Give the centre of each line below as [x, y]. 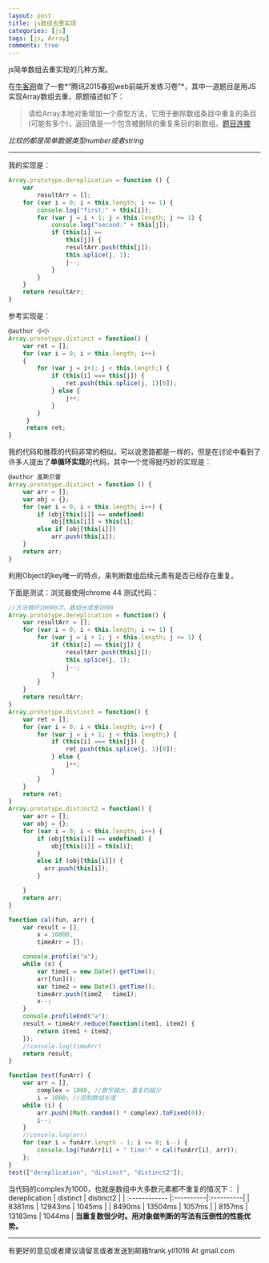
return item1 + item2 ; [75, 1031]
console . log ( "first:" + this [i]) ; [94, 210]
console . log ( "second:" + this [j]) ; [110, 225]
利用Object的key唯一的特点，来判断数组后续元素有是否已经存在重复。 [123, 575]
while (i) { [42, 1105]
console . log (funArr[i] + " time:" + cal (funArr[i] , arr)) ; [138, 1150]
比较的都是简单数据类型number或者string [76, 140]
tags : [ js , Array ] [39, 38]
